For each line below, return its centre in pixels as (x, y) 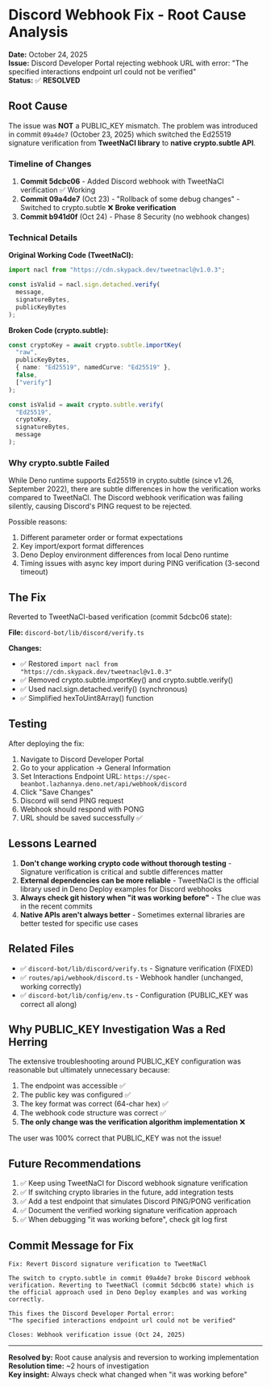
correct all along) (48, 1004)
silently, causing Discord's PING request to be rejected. (100, 506)
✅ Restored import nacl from (69, 664)
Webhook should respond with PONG (82, 809)
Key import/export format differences (82, 546)
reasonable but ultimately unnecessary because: (90, 1070)
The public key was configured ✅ (75, 1095)
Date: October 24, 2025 (48, 54)
